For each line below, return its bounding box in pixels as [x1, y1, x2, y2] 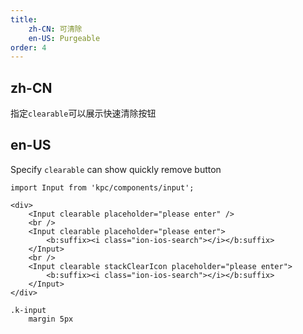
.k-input [10, 305, 47, 315]
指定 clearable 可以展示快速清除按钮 [10, 107, 157, 120]
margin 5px [28, 314, 74, 324]
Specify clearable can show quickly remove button [10, 163, 222, 175]
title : [10, 14, 38, 25]
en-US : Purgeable [28, 33, 101, 43]
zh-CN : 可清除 [28, 24, 83, 34]
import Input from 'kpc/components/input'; [10, 182, 195, 193]
